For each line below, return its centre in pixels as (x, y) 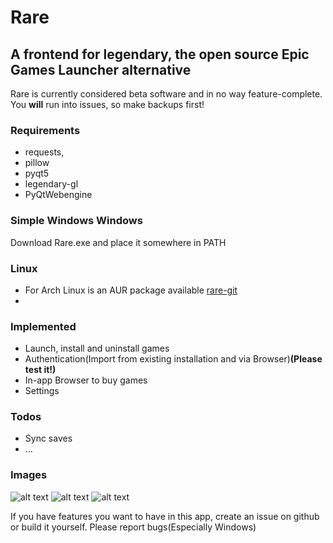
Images (29, 475)
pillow (37, 163)
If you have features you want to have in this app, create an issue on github (165, 516)
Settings (42, 391)
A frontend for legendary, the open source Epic (160, 54)
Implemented (43, 326)
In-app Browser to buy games (86, 380)
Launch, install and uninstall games (97, 348)
